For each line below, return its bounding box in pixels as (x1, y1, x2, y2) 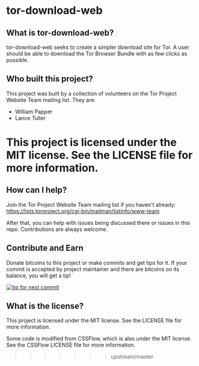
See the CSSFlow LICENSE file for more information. (6, 341, 136, 349)
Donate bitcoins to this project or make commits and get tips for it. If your (6, 259, 188, 266)
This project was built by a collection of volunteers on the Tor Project (6, 90, 177, 97)
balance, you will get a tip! (6, 272, 71, 279)
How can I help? (6, 185, 67, 195)
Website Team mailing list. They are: (6, 96, 96, 103)
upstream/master (111, 353, 154, 361)
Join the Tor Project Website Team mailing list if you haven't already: (6, 201, 176, 208)
